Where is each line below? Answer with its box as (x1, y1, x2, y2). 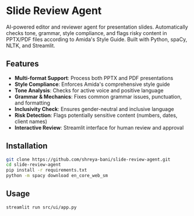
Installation (6, 141, 48, 151)
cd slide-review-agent (6, 162, 61, 168)
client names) (14, 118, 48, 125)
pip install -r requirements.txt (6, 168, 87, 173)
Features (6, 59, 39, 69)
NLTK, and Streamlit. (6, 42, 55, 49)
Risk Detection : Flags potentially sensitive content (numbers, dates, (14, 112, 178, 119)
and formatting (14, 99, 51, 106)
